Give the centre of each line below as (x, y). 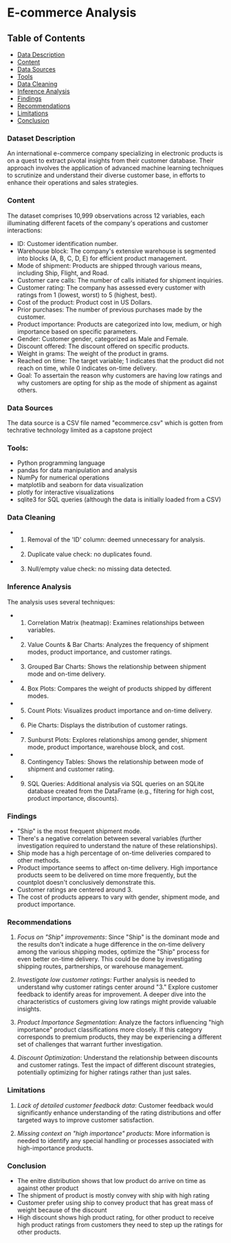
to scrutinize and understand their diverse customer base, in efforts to (106, 175)
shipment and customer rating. (71, 769)
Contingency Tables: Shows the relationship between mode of (115, 761)
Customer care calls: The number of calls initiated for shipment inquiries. (120, 280)
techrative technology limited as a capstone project (80, 430)
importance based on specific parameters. (77, 331)
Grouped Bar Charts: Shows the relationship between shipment (117, 666)
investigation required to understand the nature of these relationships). (117, 846)
